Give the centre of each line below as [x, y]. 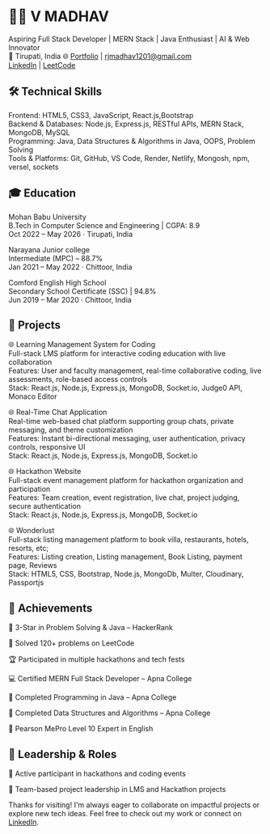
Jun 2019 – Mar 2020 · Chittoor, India [70, 299]
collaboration [30, 362]
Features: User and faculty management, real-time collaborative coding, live [135, 370]
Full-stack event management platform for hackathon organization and [126, 481]
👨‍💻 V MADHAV [59, 17]
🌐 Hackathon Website [45, 472]
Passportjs [26, 582]
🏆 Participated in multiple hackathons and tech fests [97, 659]
